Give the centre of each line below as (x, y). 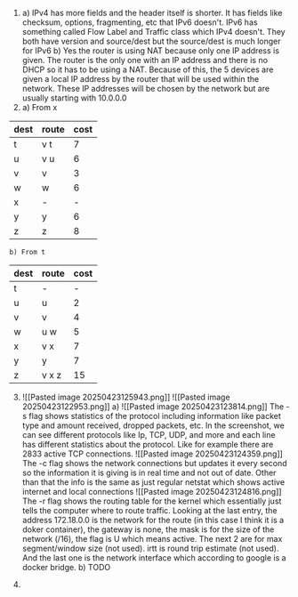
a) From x (40, 107)
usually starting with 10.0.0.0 (74, 98)
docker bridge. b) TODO (66, 567)
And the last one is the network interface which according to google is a (154, 558)
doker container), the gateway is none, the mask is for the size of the (148, 529)
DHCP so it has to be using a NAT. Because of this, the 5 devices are (148, 69)
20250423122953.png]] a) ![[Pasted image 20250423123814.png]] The (153, 407)
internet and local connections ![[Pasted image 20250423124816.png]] (152, 492)
